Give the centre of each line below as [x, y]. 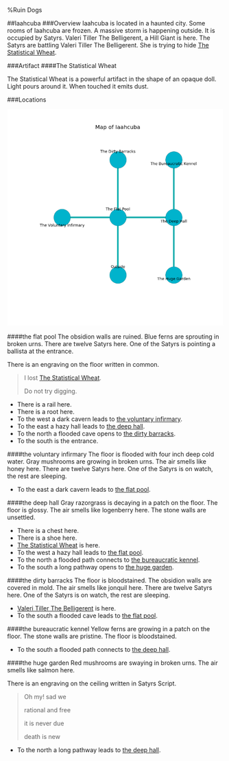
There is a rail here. [44, 404]
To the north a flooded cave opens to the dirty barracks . [96, 433]
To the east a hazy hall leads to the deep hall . [81, 426]
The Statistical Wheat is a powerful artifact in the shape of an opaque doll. [112, 79]
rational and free [47, 710]
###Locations [27, 100]
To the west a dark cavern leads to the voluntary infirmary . [100, 419]
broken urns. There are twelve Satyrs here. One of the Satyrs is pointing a [111, 344]
